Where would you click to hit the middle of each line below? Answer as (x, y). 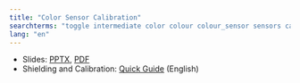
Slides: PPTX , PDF (56, 60)
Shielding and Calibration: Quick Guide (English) (110, 69)
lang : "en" (29, 34)
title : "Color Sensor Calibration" (75, 17)
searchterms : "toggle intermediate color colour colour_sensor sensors (145, 26)
